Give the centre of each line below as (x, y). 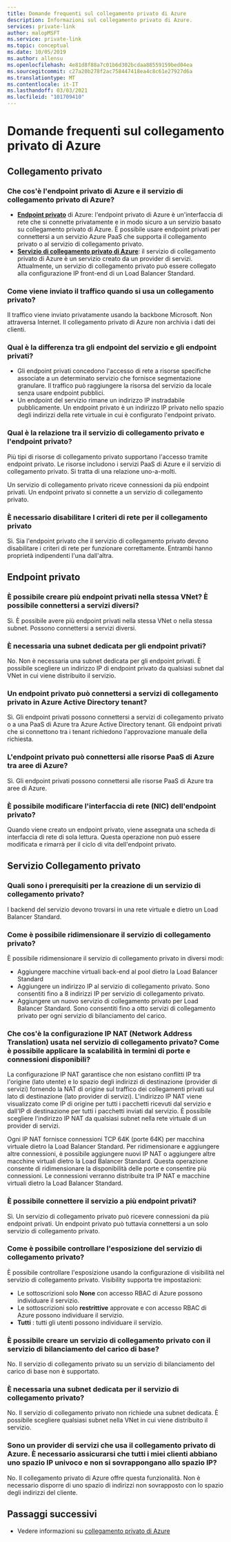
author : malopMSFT (33, 33)
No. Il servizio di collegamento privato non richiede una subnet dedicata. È (113, 1413)
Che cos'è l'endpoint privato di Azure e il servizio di (95, 191)
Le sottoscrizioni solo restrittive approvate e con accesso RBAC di (112, 1308)
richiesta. (20, 739)
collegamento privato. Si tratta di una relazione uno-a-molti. (92, 471)
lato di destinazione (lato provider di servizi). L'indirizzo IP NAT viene (104, 1097)
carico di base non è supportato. (53, 1371)
